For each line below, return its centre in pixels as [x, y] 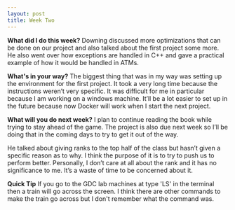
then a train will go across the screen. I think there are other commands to [114, 191]
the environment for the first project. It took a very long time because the [113, 83]
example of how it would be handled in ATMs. [73, 62]
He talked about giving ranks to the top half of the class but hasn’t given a [114, 148]
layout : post [26, 14]
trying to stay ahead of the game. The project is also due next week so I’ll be [117, 127]
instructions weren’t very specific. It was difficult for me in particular [106, 91]
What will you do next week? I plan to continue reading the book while [110, 119]
